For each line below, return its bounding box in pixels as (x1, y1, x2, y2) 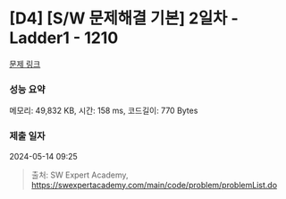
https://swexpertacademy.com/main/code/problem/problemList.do (30, 179, 278, 190)
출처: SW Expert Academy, (30, 169, 129, 180)
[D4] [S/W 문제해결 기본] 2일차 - (9, 8, 239, 29)
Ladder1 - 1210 (9, 28, 119, 48)
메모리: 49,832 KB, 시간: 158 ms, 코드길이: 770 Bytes (9, 105, 198, 117)
